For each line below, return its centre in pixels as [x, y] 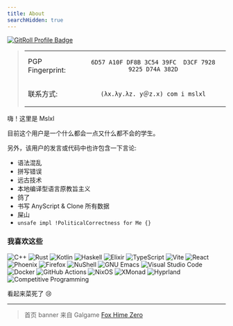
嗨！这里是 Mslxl [31, 118]
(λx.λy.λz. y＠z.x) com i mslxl [153, 94]
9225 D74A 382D [153, 69]
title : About [26, 14]
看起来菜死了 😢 [29, 293]
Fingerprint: [46, 70]
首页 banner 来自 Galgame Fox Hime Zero [84, 315]
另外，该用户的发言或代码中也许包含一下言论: [72, 148]
